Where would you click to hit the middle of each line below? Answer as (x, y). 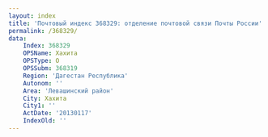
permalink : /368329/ (43, 31)
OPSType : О (41, 61)
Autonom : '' (43, 83)
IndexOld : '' (45, 121)
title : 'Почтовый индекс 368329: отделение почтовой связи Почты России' (136, 23)
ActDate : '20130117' (57, 114)
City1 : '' (40, 106)
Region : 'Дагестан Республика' (76, 76)
